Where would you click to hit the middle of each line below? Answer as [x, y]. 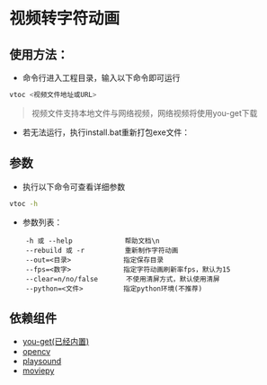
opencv [36, 352]
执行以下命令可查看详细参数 [74, 186]
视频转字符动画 [65, 18]
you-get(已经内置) [56, 342]
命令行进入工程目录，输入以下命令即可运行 [101, 78]
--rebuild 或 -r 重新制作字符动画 [102, 250]
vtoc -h [24, 203]
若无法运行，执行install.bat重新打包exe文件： [106, 132]
